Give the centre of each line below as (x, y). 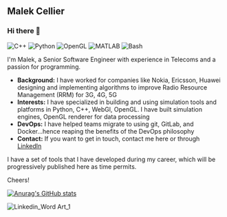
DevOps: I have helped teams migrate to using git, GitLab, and (105, 124)
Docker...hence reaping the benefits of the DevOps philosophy (106, 131)
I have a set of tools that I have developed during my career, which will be (111, 159)
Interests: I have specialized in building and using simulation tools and (117, 102)
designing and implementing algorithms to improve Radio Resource (112, 87)
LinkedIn (29, 146)
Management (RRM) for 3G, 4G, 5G (67, 94)
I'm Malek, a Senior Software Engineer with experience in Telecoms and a (111, 59)
